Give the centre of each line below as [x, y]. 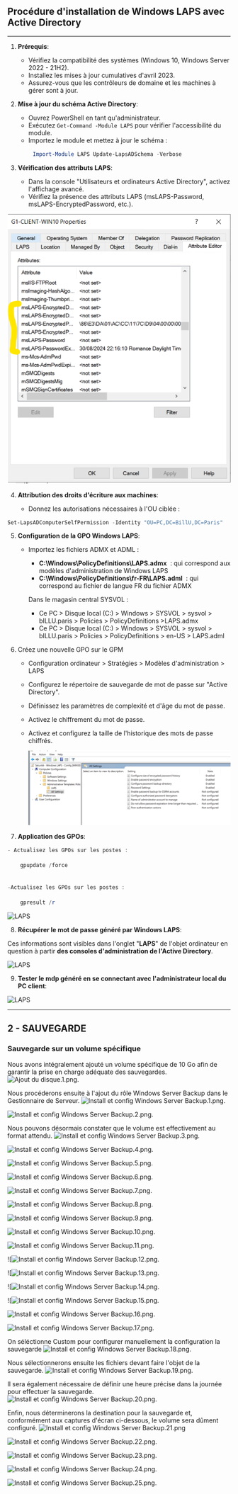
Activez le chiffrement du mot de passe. [86, 720]
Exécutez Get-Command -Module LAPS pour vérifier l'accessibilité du [125, 125]
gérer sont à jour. [53, 90]
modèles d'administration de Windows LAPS [103, 571]
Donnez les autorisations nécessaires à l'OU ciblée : [104, 509]
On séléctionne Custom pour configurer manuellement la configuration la [114, 1341]
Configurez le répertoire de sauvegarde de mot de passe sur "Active [128, 685]
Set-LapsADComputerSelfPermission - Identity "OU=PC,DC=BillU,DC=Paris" [115, 522]
